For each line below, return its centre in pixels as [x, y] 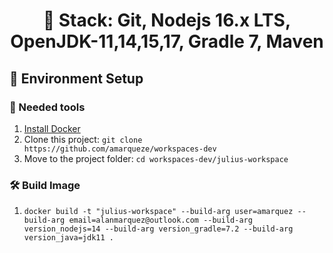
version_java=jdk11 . [68, 238]
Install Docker [52, 128]
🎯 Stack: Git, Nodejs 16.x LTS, [167, 20]
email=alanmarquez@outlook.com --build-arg [160, 220]
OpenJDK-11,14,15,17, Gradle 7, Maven [167, 41]
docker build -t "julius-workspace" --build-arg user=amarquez [158, 212]
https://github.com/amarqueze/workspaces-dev [120, 149]
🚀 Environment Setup [76, 78]
